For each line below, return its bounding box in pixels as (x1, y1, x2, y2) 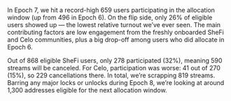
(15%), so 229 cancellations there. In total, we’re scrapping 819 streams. (7, 71, 216, 79)
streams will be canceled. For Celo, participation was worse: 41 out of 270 (7, 64, 220, 72)
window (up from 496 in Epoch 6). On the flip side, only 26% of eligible (7, 13, 213, 22)
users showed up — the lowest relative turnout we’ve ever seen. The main (7, 21, 221, 29)
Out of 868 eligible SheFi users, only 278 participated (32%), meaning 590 (7, 56, 223, 65)
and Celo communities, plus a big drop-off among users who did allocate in (7, 36, 225, 44)
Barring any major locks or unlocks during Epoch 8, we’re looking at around (7, 79, 225, 86)
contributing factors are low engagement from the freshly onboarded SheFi (7, 28, 224, 36)
